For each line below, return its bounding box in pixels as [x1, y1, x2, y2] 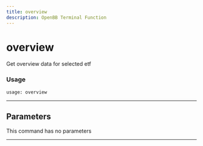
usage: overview [6, 89, 47, 95]
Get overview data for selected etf [6, 60, 92, 68]
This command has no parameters [6, 127, 92, 135]
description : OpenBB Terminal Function [6, 14, 107, 21]
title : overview [6, 8, 47, 15]
